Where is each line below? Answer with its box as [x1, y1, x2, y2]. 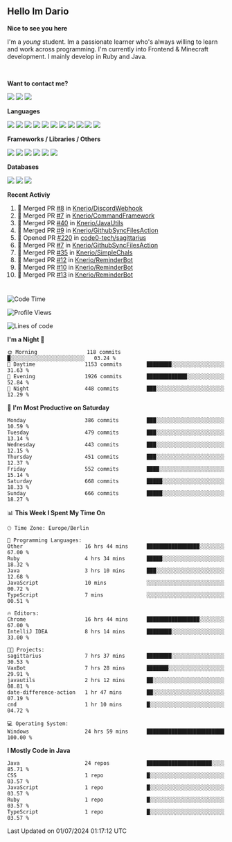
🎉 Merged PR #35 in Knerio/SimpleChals [17, 248, 133, 257]
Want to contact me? [7, 79, 69, 88]
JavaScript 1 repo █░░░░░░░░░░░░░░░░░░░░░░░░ [7, 784, 225, 791]
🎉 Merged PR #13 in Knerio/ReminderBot [17, 270, 134, 279]
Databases [7, 163, 39, 171]
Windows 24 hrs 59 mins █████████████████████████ [7, 728, 225, 735]
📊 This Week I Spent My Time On [7, 509, 105, 517]
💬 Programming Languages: [7, 537, 82, 544]
